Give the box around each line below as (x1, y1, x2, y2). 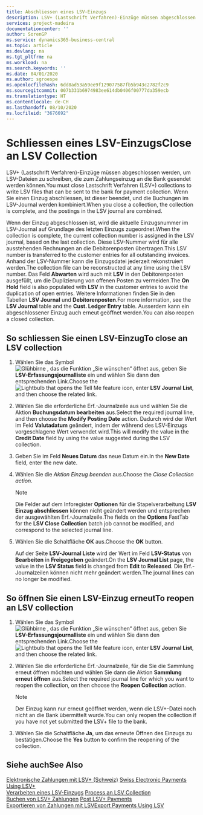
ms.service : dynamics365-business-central (6, 37, 115, 43)
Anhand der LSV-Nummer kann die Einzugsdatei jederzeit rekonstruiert (6, 258, 183, 265)
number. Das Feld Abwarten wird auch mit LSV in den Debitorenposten (6, 270, 184, 278)
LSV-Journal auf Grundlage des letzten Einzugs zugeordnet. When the (6, 226, 180, 233)
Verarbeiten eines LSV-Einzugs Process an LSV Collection (6, 788, 151, 796)
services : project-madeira (6, 20, 74, 26)
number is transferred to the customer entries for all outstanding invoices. (6, 252, 190, 259)
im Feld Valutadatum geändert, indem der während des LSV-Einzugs (14, 421, 187, 429)
